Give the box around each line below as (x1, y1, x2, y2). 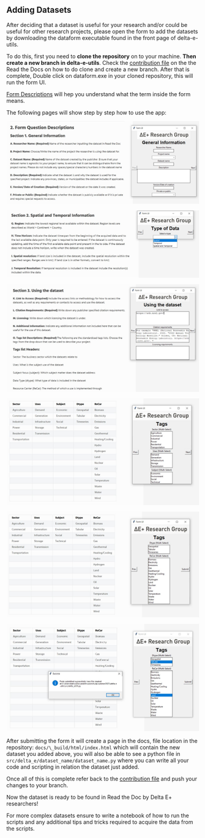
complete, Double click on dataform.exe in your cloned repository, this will (6, 72, 193, 79)
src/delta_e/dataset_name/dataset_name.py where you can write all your (6, 757, 189, 764)
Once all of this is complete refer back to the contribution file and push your (6, 775, 198, 782)
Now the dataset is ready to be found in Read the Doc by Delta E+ (6, 793, 173, 801)
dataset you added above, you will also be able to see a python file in (6, 750, 181, 757)
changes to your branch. (6, 781, 69, 789)
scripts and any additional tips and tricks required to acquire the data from (6, 818, 193, 826)
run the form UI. (6, 78, 47, 86)
